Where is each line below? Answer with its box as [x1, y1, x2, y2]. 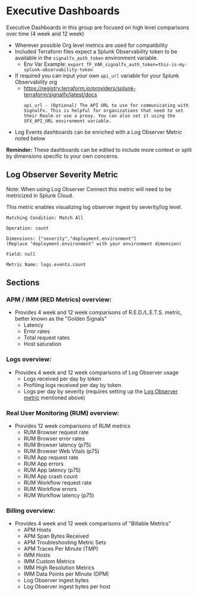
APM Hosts [23, 527, 52, 534]
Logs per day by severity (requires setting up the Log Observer [23, 388, 178, 395]
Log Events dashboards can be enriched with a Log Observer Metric [14, 128, 182, 135]
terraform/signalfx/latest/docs [23, 91, 97, 98]
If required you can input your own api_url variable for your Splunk [14, 72, 180, 79]
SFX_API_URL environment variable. [23, 118, 112, 124]
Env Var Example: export [23, 61, 84, 68]
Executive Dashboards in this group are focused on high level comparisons [6, 24, 189, 31]
